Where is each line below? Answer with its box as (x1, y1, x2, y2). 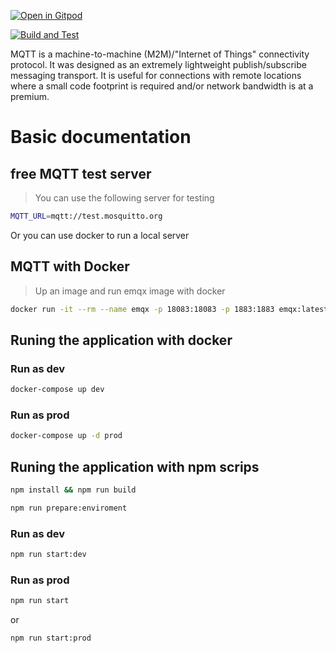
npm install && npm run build (10, 485, 137, 495)
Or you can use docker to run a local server (10, 229, 190, 241)
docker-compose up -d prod (10, 431, 123, 441)
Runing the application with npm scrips (10, 458, 260, 475)
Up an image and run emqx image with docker (34, 285, 226, 297)
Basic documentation (10, 126, 192, 149)
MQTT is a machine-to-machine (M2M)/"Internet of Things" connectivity (10, 48, 310, 60)
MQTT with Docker (10, 258, 130, 275)
